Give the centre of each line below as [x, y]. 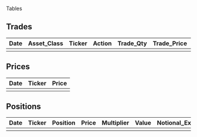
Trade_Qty [132, 43]
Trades [19, 27]
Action [102, 43]
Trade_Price [170, 43]
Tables [14, 8]
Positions [23, 107]
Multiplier [116, 123]
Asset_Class [46, 43]
